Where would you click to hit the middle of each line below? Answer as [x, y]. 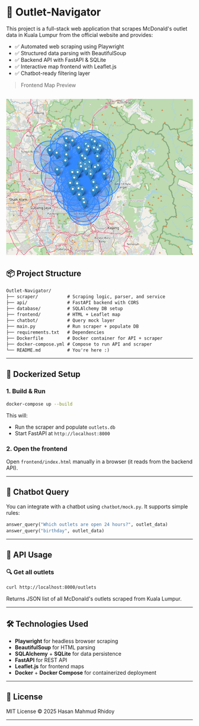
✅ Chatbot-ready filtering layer [52, 73]
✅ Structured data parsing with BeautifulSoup [70, 53]
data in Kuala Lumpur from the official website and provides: [80, 34]
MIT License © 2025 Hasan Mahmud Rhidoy [60, 711]
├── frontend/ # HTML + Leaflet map [63, 315]
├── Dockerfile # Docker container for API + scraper [84, 338]
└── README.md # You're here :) [58, 350]
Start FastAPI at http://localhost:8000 [62, 433]
